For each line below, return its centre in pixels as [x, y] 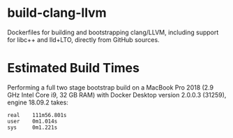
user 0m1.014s [32, 121]
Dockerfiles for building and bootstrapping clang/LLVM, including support [113, 32]
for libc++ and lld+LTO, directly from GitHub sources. [83, 39]
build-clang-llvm [57, 13]
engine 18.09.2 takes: [38, 102]
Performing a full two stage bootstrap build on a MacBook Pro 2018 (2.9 [111, 87]
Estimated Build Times [73, 68]
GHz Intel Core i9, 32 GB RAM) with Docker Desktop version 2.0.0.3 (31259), [117, 95]
